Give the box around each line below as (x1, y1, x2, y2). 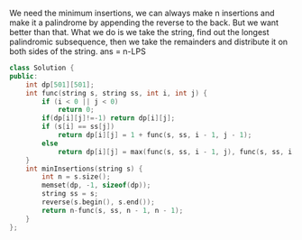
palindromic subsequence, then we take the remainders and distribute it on (9, 36, 288, 47)
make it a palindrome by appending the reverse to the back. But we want (9, 17, 279, 28)
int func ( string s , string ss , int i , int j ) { (25, 88, 207, 97)
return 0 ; (57, 106, 95, 115)
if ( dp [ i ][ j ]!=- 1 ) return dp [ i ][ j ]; (41, 114, 176, 123)
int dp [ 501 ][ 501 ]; (25, 80, 95, 89)
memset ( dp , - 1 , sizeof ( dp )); (41, 180, 151, 190)
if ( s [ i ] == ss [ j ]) (41, 122, 115, 132)
